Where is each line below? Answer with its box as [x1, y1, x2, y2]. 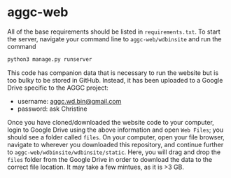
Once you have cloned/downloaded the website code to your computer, [7, 118, 215, 126]
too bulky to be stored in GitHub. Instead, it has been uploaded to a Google [7, 76, 223, 84]
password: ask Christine [17, 104, 87, 113]
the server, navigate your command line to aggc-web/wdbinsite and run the [7, 34, 222, 43]
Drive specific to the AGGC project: [7, 83, 108, 92]
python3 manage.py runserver [7, 55, 92, 63]
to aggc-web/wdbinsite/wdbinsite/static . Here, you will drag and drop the [7, 148, 221, 156]
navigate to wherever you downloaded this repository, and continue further [7, 140, 224, 149]
